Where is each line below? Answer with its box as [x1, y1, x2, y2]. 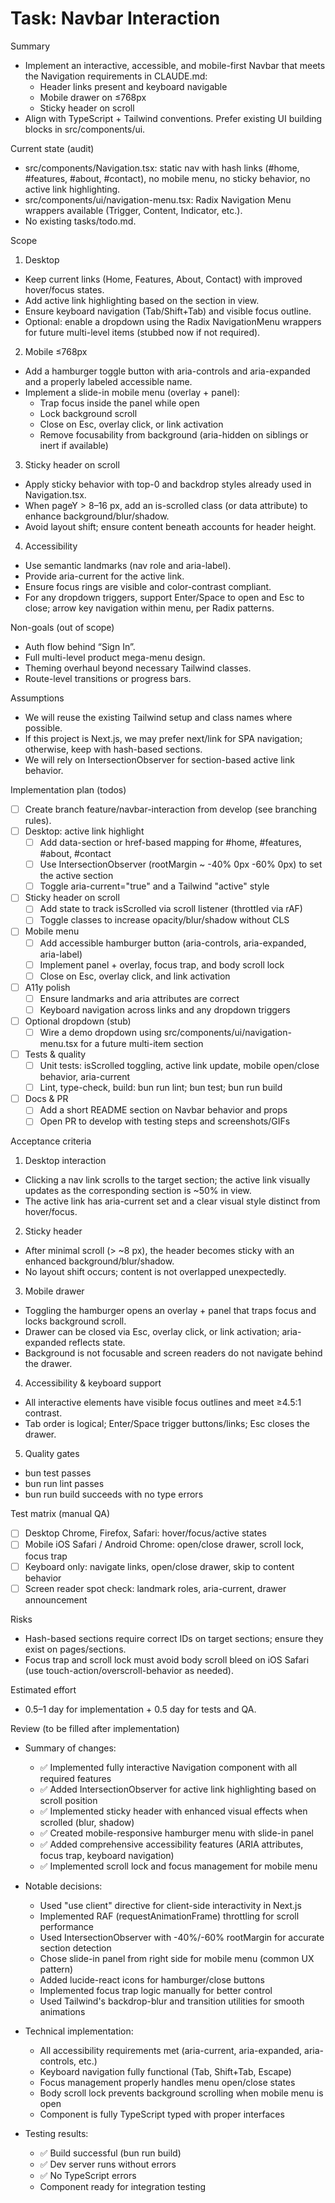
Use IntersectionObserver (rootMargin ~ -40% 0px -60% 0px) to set [39, 858, 323, 871]
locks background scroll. [24, 1315, 127, 1327]
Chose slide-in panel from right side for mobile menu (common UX [39, 1952, 315, 1964]
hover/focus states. [24, 283, 105, 296]
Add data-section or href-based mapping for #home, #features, [39, 837, 302, 849]
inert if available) [39, 439, 109, 451]
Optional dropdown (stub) [24, 1015, 132, 1027]
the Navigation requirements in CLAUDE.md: [24, 70, 208, 82]
